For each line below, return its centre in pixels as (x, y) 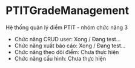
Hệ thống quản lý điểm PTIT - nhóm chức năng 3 (67, 27)
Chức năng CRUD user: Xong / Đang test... (67, 39)
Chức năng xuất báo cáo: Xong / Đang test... (70, 46)
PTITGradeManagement (67, 11)
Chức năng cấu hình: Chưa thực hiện (60, 58)
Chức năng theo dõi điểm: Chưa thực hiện (67, 52)
